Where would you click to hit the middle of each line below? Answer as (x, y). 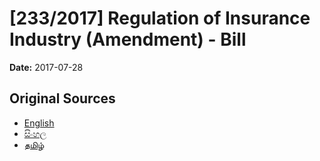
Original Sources (62, 98)
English (39, 123)
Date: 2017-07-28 (46, 67)
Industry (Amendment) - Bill (128, 39)
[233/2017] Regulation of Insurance (160, 18)
